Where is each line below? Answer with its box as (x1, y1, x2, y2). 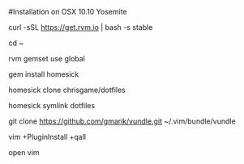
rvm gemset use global (8, 54, 85, 63)
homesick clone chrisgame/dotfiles (8, 85, 126, 95)
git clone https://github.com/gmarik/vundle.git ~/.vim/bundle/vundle (8, 116, 237, 126)
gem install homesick (8, 69, 79, 79)
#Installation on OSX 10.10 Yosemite (8, 7, 127, 16)
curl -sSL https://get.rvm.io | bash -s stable (8, 23, 153, 32)
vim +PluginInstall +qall (8, 132, 87, 141)
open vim (8, 148, 40, 157)
